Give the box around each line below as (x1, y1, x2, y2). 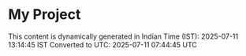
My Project (8, 6, 81, 24)
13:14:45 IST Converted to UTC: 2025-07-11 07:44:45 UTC (8, 39, 197, 49)
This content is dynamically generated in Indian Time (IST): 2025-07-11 (8, 32, 239, 41)
